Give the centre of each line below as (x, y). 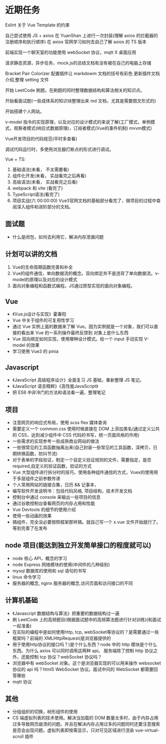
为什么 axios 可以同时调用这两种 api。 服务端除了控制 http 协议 (89, 651)
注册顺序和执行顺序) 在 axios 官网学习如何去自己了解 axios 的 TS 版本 (76, 42)
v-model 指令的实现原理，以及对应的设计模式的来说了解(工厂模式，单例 (78, 122)
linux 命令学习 (27, 577)
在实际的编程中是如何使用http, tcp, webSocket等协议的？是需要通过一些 (86, 632)
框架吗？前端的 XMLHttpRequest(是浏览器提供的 (62, 638)
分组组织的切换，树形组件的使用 (45, 712)
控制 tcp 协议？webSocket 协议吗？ (66, 656)
